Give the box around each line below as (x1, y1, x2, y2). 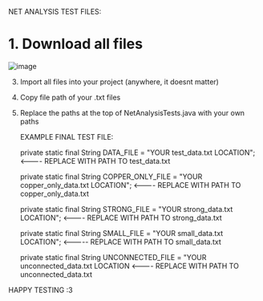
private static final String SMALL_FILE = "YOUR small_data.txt (19, 228, 224, 238)
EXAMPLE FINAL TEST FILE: (19, 132, 114, 141)
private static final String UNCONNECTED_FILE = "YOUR (19, 252, 207, 262)
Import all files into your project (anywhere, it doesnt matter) (19, 76, 219, 87)
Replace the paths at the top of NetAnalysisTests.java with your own (19, 108, 245, 117)
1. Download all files (8, 35, 143, 53)
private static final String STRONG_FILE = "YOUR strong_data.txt (19, 204, 233, 214)
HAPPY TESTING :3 (8, 285, 74, 295)
